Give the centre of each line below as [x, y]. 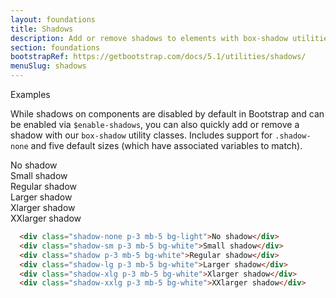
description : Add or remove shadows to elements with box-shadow [149, 38]
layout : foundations [53, 19]
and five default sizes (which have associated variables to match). [166, 145]
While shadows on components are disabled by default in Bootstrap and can [167, 114]
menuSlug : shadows [48, 66]
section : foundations [55, 47]
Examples [30, 94]
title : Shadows [42, 29]
